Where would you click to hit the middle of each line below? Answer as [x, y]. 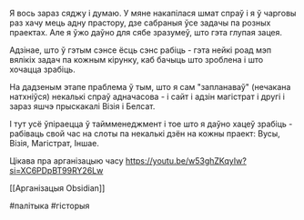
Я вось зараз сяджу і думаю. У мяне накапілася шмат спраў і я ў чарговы [153, 13]
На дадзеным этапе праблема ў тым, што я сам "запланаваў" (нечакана [150, 87]
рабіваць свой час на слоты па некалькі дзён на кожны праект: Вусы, [145, 134]
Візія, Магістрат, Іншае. [55, 143]
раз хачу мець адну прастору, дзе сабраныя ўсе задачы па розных [140, 23]
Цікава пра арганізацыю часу [67, 161]
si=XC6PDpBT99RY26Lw [56, 170]
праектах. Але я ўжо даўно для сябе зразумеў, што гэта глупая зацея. [146, 32]
